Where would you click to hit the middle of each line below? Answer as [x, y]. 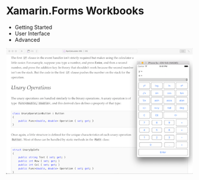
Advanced [27, 40]
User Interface [32, 33]
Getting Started [33, 27]
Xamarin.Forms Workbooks [75, 11]
